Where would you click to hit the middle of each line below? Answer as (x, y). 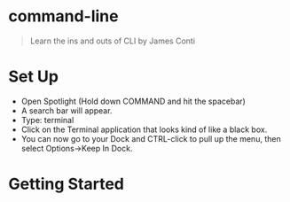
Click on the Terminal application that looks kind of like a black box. (144, 129)
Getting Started (67, 184)
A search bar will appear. (67, 110)
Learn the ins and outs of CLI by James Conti (113, 41)
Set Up (34, 77)
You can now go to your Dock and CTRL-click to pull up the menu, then (151, 138)
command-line (63, 16)
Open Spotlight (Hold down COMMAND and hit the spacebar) (133, 101)
